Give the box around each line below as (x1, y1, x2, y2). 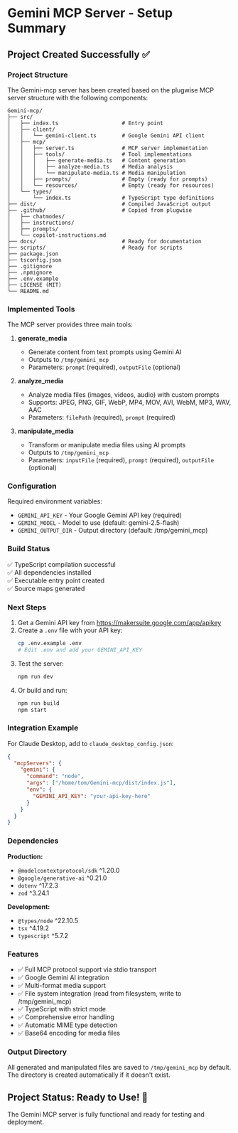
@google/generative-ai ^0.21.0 (17, 873, 107, 882)
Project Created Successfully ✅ (7, 48, 151, 60)
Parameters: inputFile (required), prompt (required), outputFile (28, 456, 215, 464)
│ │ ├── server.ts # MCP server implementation (7, 144, 208, 151)
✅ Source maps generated (7, 584, 85, 592)
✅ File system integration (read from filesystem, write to (17, 989, 182, 997)
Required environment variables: (7, 497, 103, 506)
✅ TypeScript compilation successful (7, 560, 116, 568)
